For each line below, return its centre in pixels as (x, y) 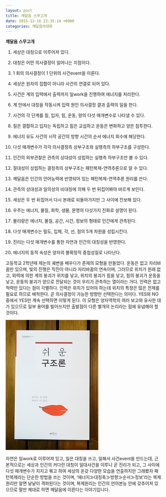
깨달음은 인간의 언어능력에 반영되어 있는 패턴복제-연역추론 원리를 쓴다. (81, 179)
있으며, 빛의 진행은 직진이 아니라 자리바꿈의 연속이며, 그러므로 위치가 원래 (85, 269)
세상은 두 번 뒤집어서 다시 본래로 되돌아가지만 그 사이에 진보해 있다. (77, 200)
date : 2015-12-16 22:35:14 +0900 (40, 21)
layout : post (19, 10)
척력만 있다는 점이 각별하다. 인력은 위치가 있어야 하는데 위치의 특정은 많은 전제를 (83, 288)
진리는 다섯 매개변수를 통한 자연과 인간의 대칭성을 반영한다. (69, 242)
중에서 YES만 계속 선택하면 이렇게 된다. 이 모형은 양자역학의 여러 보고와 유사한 (81, 300)
